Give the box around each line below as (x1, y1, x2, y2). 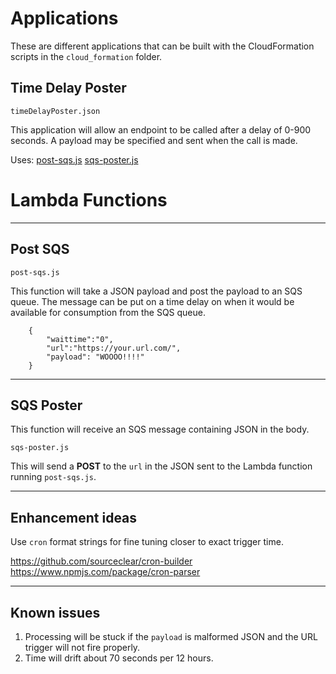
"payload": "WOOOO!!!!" (46, 352, 145, 362)
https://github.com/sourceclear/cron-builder (10, 555, 193, 567)
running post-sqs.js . (10, 471, 97, 483)
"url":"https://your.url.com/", (46, 343, 182, 353)
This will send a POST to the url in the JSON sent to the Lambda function (10, 460, 313, 472)
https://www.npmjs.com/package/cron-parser (10, 566, 201, 578)
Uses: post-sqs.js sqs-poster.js (10, 153, 139, 166)
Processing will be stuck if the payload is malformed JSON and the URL (24, 630, 318, 642)
